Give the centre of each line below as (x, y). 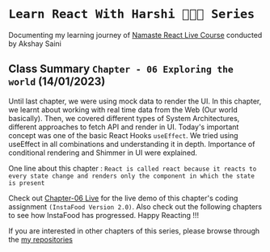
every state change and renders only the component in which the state (131, 176)
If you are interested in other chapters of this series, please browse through (134, 231)
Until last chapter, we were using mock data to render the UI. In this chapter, (135, 101)
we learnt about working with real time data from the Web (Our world (123, 109)
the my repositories (40, 239)
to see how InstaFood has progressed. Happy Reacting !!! (104, 215)
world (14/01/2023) (57, 82)
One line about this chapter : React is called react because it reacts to (133, 168)
